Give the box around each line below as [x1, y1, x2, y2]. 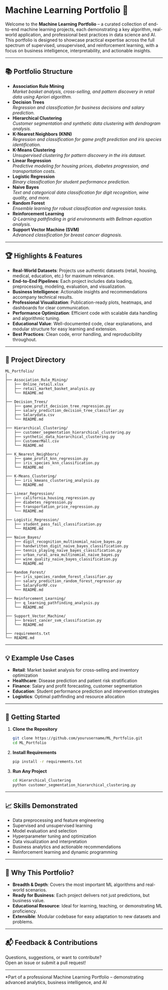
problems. [12, 919, 33, 925]
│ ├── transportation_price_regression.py [5, 504, 99, 509]
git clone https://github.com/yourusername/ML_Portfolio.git [12, 736, 143, 741]
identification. [12, 141, 41, 147]
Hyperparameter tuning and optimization [12, 833, 96, 839]
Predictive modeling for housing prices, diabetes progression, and [12, 162, 149, 169]
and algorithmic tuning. [12, 315, 60, 321]
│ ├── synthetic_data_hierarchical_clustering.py [5, 434, 115, 439]
